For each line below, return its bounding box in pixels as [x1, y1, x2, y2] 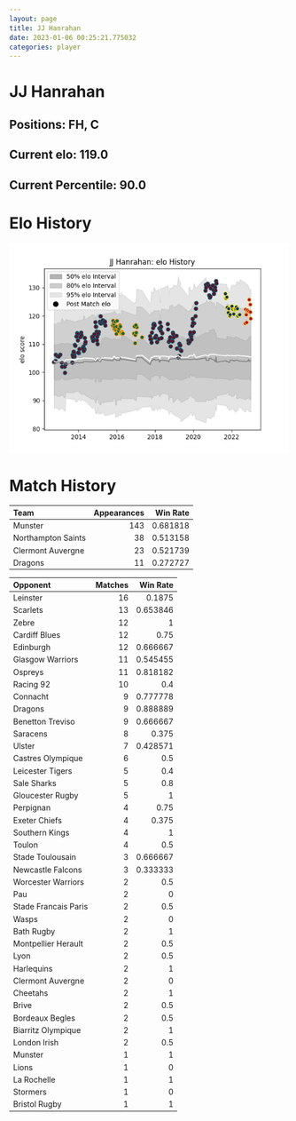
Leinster [12, 592, 43, 603]
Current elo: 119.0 [9, 147, 109, 163]
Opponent [12, 579, 51, 590]
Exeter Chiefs [12, 815, 62, 825]
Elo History [9, 213, 92, 233]
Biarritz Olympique [12, 1024, 82, 1035]
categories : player [9, 43, 82, 52]
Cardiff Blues [12, 629, 61, 640]
